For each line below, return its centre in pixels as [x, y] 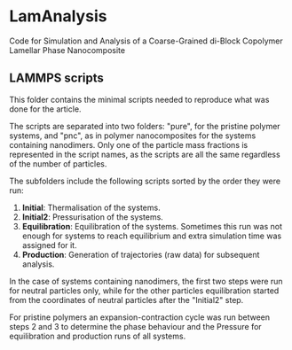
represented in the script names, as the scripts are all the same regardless [145, 154]
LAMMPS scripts [56, 78]
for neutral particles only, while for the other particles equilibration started [144, 291]
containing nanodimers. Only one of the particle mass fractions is [129, 144]
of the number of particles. [58, 163]
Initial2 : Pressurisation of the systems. [93, 217]
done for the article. [45, 109]
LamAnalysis [58, 16]
